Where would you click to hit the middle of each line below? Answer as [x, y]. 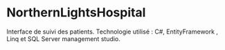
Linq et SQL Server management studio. [63, 38]
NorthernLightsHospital [76, 13]
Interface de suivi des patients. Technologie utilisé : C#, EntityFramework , [112, 32]
